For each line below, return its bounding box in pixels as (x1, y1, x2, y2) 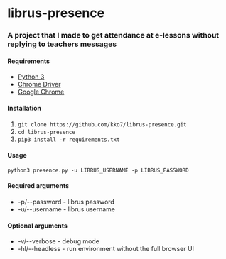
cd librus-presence (17, 128, 76, 136)
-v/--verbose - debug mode (17, 237, 99, 246)
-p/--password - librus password (17, 197, 115, 206)
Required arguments (7, 182, 70, 190)
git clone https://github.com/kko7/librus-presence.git (17, 121, 187, 128)
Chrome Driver (17, 80, 62, 89)
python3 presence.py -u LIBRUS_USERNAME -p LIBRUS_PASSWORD (7, 167, 190, 174)
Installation (7, 104, 41, 112)
